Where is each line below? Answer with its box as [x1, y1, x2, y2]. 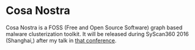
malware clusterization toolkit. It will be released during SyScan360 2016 [6, 30, 189, 37]
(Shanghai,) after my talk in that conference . [6, 37, 117, 44]
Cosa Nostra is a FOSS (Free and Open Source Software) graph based [6, 24, 183, 31]
